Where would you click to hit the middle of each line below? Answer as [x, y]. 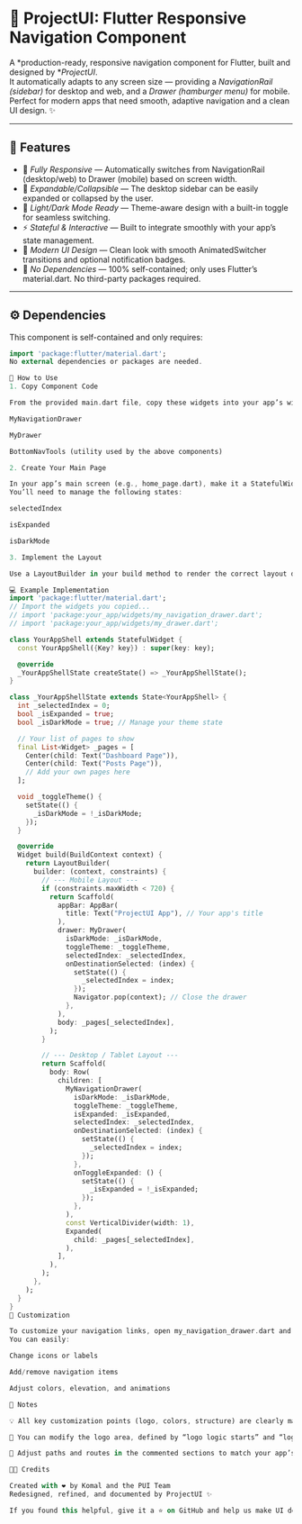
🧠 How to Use [34, 378]
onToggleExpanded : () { [118, 1173]
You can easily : [40, 1340]
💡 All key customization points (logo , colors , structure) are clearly [147, 1421]
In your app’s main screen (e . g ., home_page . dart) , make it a [128, 484]
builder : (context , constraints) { [100, 872]
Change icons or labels [54, 1356]
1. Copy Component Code [54, 386]
